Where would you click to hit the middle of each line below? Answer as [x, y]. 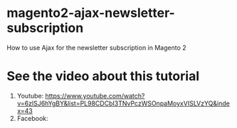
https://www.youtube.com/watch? [95, 95]
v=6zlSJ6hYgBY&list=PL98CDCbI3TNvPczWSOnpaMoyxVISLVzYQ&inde [123, 103]
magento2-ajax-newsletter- [91, 13]
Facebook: [32, 118]
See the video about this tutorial [103, 76]
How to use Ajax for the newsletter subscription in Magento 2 [96, 47]
